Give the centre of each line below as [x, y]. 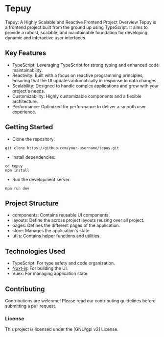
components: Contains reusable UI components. [61, 215]
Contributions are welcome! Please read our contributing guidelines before [80, 301]
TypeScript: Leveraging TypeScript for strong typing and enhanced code [85, 65]
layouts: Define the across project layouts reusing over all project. [78, 220]
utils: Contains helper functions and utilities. [56, 236]
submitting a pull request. [31, 306]
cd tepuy [14, 166]
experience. [24, 112]
